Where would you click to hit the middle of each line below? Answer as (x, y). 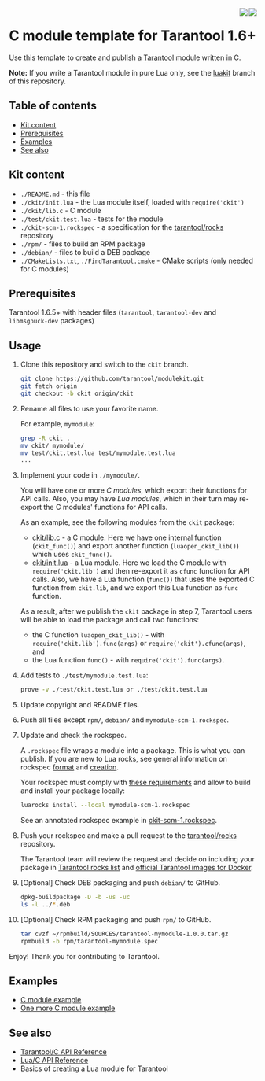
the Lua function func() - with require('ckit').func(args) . (128, 660)
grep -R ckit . (45, 438)
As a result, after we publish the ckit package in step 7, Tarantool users (136, 611)
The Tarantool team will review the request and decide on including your (137, 859)
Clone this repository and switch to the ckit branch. (104, 364)
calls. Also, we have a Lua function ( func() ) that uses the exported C (143, 579)
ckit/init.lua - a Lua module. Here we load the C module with (129, 563)
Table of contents (53, 106)
